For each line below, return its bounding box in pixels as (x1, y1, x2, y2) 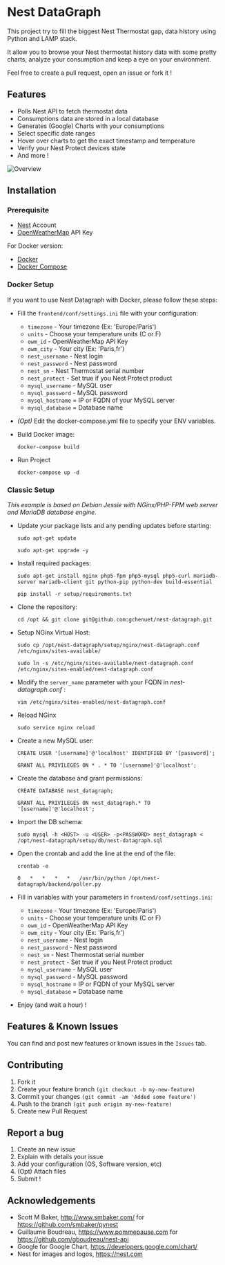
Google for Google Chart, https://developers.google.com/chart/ (17, 1243, 198, 1251)
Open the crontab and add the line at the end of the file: (17, 849, 176, 858)
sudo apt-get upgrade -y (17, 547, 89, 554)
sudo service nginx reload (17, 725, 95, 731)
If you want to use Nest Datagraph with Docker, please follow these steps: (7, 295, 217, 304)
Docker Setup (7, 280, 54, 289)
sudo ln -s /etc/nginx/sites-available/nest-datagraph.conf (17, 660, 194, 667)
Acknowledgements (7, 1194, 96, 1206)
